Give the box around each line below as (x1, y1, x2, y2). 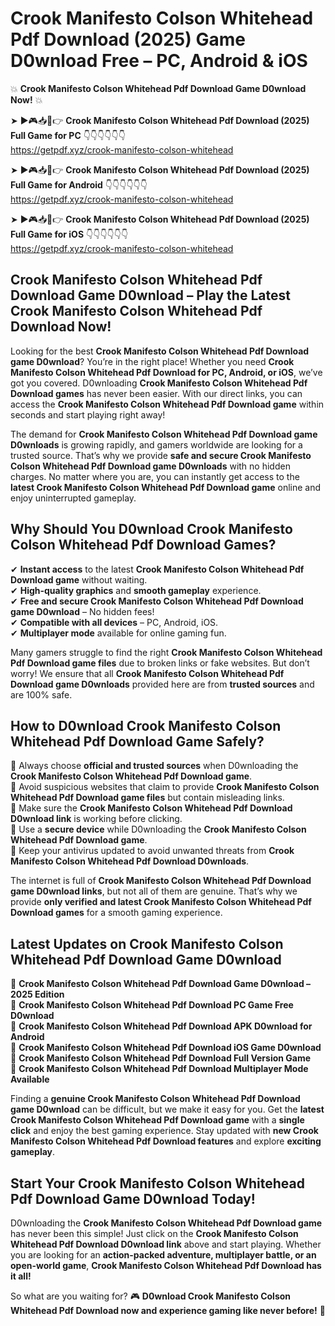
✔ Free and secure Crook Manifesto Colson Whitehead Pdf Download (10, 595, 304, 607)
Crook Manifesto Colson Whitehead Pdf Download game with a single (10, 1114, 305, 1126)
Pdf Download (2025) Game (10, 28, 246, 51)
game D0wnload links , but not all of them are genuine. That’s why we (10, 885, 298, 897)
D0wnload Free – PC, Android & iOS (10, 50, 308, 72)
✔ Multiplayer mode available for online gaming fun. (10, 627, 227, 639)
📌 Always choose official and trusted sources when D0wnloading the (10, 760, 299, 772)
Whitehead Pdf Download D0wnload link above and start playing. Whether (10, 1238, 322, 1250)
